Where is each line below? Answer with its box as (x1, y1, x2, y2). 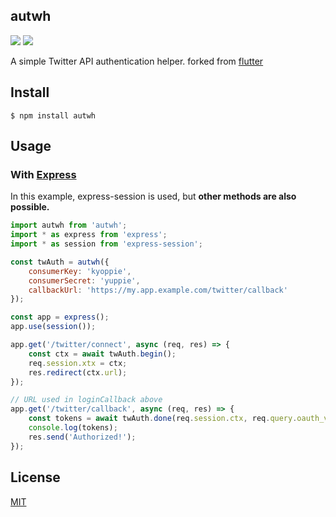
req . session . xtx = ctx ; (28, 358, 128, 368)
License (10, 469, 61, 486)
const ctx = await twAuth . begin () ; (28, 349, 177, 359)
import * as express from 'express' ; (10, 230, 168, 240)
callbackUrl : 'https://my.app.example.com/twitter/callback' (28, 285, 288, 295)
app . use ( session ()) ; (10, 322, 97, 332)
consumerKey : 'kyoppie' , (28, 266, 132, 276)
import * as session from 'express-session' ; (10, 239, 203, 249)
